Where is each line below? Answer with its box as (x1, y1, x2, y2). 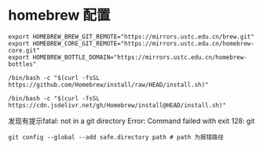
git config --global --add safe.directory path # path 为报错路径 (8, 133, 224, 141)
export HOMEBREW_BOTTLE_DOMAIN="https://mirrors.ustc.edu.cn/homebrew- (8, 53, 247, 61)
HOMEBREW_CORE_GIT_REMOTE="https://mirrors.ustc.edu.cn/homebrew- (32, 39, 255, 47)
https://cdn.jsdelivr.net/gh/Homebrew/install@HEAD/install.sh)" (8, 101, 226, 109)
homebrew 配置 (8, 6, 111, 24)
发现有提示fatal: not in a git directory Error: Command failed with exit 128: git (8, 116, 255, 125)
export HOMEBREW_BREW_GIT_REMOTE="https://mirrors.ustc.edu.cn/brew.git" (8, 32, 255, 41)
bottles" (8, 60, 37, 68)
